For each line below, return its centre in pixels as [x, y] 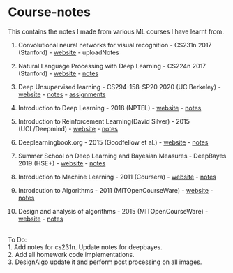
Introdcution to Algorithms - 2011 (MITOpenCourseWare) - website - [115, 190]
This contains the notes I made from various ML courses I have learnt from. [116, 31]
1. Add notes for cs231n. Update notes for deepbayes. [85, 247]
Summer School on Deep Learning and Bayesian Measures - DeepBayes [122, 156]
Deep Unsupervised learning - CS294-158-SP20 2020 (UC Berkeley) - [120, 87]
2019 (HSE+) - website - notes [62, 163]
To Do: [17, 239]
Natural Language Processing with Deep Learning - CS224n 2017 [112, 66]
